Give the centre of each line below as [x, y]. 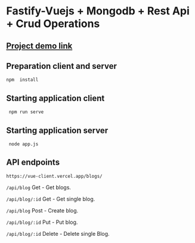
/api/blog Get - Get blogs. [39, 187]
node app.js [24, 144]
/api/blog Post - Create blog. [42, 210]
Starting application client [55, 98]
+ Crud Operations [53, 24]
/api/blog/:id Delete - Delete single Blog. [58, 233]
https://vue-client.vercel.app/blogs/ [54, 176]
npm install [22, 80]
